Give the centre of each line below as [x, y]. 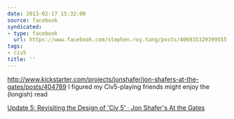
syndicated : [25, 27]
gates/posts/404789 [37, 86]
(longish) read [27, 94]
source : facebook [33, 20]
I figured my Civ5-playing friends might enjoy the [139, 86]
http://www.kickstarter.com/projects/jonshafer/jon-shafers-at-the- [103, 79]
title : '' [22, 59]
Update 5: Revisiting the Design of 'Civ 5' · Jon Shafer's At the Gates [106, 107]
